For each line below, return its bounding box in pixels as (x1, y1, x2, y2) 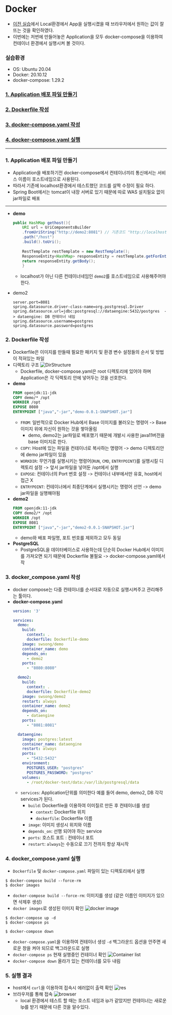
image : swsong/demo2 (22, 694, 66, 699)
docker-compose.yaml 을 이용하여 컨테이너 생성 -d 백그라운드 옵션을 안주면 (12, 938, 161, 945)
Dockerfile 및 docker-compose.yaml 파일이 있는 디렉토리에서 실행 (12, 867, 145, 874)
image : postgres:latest (22, 736, 73, 742)
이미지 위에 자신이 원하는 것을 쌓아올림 (20, 426, 97, 432)
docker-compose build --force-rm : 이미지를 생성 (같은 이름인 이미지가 (12, 892, 155, 898)
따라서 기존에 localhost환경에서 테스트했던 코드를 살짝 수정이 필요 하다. (12, 182, 155, 188)
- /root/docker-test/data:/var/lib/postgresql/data (26, 780, 139, 785)
